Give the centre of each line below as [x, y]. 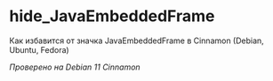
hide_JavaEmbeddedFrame [112, 16]
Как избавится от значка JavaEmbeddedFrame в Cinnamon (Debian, [136, 40]
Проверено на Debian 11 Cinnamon [75, 67]
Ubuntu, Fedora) [39, 49]
